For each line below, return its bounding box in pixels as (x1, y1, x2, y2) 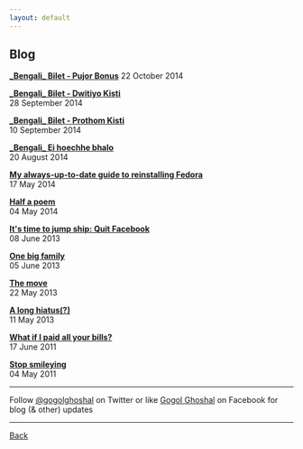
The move (9, 277, 48, 289)
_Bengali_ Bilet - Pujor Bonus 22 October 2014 (9, 70, 184, 81)
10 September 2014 (9, 125, 82, 136)
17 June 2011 (9, 341, 57, 352)
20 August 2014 (9, 152, 69, 163)
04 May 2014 (9, 206, 59, 217)
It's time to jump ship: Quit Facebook (9, 223, 151, 235)
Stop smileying (9, 359, 67, 370)
